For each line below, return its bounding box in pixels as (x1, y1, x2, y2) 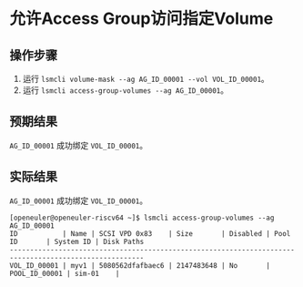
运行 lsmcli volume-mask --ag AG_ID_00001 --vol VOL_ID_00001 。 (22, 74, 270, 84)
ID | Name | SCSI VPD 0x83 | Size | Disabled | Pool (9, 229, 291, 238)
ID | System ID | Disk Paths (9, 237, 145, 246)
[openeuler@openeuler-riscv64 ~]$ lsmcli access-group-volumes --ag (9, 213, 275, 222)
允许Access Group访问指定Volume (9, 8, 274, 29)
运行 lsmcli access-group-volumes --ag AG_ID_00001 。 (22, 85, 229, 96)
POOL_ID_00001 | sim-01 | (9, 269, 120, 278)
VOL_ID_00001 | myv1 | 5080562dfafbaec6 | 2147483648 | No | (9, 261, 271, 270)
